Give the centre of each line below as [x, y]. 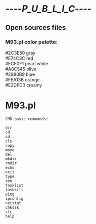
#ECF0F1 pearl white [27, 63]
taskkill [14, 190]
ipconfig [14, 198]
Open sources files [36, 28]
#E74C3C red [19, 58]
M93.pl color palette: [32, 42]
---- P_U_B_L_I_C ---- [49, 9]
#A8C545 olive [21, 69]
